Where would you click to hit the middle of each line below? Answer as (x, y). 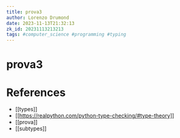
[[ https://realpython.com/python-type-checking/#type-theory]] (95, 116)
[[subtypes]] (31, 129)
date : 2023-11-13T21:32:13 (40, 23)
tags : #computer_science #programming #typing (66, 35)
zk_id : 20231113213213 (35, 29)
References (36, 92)
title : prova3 (24, 12)
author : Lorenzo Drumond (38, 18)
